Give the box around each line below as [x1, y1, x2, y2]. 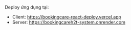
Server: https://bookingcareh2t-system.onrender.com [12, 19, 126, 25]
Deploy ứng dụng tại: [5, 4, 49, 10]
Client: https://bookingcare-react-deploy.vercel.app [12, 14, 121, 19]
